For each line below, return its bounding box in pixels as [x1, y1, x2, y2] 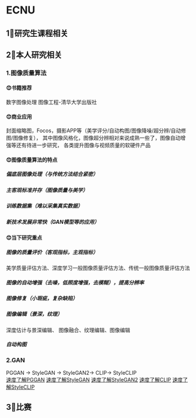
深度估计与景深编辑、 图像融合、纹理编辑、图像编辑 [6, 326, 130, 333]
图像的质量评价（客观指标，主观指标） [6, 248, 98, 255]
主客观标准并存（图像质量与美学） [6, 186, 88, 194]
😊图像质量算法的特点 [6, 156, 58, 163]
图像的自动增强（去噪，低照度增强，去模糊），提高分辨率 [6, 279, 144, 286]
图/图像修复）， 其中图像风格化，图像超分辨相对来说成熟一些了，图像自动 [6, 134, 181, 141]
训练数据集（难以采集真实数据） [6, 202, 83, 209]
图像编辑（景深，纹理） [6, 310, 62, 317]
